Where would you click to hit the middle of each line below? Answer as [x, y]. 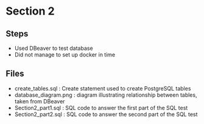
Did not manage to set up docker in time [65, 55]
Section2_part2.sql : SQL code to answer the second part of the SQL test [106, 114]
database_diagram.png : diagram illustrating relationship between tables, [106, 95]
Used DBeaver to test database [54, 48]
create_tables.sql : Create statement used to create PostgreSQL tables [103, 88]
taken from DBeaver [40, 101]
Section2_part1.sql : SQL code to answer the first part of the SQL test [101, 108]
